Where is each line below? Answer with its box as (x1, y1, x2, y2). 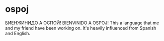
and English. (5, 30, 31, 36)
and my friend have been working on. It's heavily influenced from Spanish (5, 25, 157, 31)
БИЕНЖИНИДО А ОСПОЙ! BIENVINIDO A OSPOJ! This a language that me (5, 20, 160, 26)
